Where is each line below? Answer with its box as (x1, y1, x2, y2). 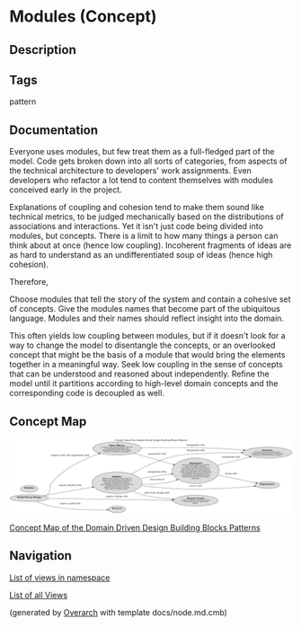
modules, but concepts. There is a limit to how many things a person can (9, 231, 279, 242)
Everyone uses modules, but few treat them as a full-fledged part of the (9, 146, 275, 157)
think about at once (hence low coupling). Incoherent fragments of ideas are (9, 240, 292, 251)
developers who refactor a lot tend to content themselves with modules (9, 175, 274, 186)
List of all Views (9, 589, 68, 600)
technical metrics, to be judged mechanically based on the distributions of (9, 211, 285, 222)
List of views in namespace (9, 572, 111, 583)
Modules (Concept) (9, 6, 157, 27)
